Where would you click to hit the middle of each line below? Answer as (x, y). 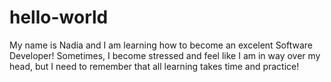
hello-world (59, 17)
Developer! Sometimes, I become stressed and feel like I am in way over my (165, 55)
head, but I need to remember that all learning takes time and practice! (154, 66)
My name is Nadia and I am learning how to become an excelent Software (161, 45)
